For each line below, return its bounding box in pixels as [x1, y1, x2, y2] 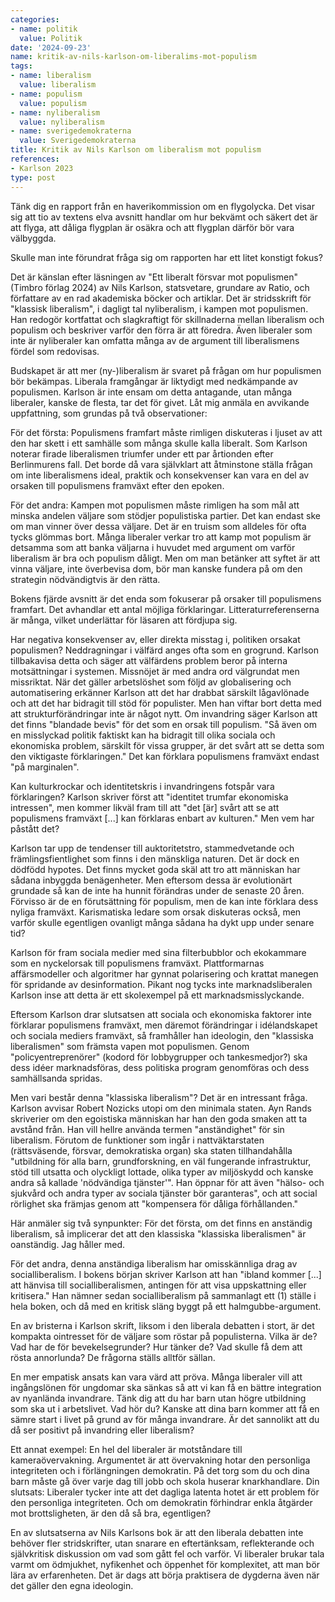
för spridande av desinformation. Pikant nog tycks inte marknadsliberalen [10, 978, 313, 990]
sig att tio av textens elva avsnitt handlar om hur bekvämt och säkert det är [10, 211, 318, 223]
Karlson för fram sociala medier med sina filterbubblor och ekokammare [10, 946, 307, 958]
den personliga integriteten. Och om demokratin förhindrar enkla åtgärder [10, 1496, 313, 1508]
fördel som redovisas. [10, 345, 100, 357]
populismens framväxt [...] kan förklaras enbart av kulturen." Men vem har [10, 812, 315, 824]
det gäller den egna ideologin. [10, 1579, 134, 1591]
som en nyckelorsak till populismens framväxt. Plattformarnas [10, 957, 265, 969]
